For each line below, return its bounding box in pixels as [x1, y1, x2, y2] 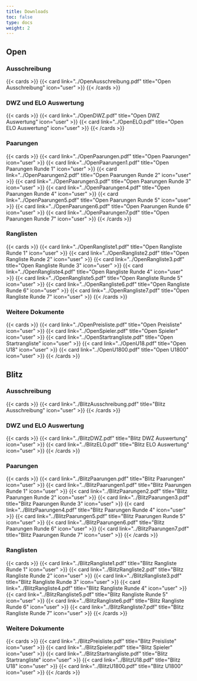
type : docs [6, 19, 33, 25]
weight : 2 [6, 25, 31, 31]
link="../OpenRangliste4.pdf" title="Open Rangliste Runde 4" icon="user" [6, 268, 183, 275]
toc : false [6, 14, 33, 20]
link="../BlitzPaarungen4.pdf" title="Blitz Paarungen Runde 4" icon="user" [6, 506, 186, 513]
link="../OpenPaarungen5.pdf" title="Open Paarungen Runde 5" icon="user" [6, 196, 191, 203]
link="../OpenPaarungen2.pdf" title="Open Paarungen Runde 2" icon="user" [6, 171, 191, 178]
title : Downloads [6, 8, 49, 15]
